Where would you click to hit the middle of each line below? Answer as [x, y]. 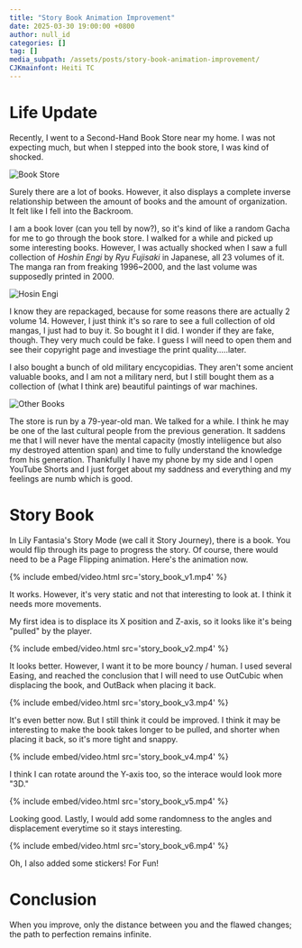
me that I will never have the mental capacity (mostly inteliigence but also [146, 440]
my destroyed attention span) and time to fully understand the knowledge [146, 450]
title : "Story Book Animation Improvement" [92, 18]
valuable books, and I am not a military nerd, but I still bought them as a [142, 376]
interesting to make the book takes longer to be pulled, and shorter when [145, 729]
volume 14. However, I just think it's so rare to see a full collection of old [142, 320]
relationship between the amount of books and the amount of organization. [148, 201]
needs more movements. [55, 603]
